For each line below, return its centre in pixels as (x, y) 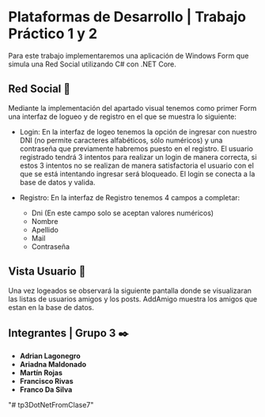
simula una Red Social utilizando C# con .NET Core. (92, 64)
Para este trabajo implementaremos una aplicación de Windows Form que (129, 55)
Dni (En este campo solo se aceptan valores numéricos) (123, 213)
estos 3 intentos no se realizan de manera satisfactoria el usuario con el (137, 165)
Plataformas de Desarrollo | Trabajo (127, 17)
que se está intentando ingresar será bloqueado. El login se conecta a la (137, 173)
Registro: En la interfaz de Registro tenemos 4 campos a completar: (130, 197)
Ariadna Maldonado (53, 365)
